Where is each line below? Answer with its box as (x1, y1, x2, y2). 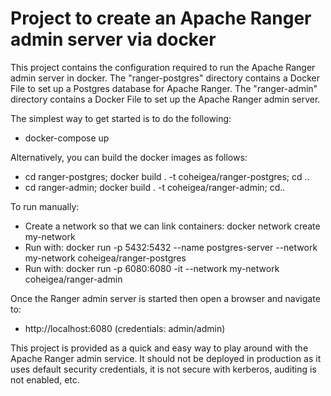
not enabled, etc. (10, 373, 80, 386)
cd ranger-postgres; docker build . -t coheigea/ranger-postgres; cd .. (24, 170, 310, 182)
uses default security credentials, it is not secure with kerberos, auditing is (10, 363, 317, 375)
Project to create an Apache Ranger (10, 7, 312, 30)
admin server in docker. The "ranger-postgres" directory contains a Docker (10, 72, 320, 84)
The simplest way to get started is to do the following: (10, 112, 232, 124)
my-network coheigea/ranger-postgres (24, 252, 187, 264)
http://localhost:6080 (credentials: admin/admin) (24, 322, 226, 334)
